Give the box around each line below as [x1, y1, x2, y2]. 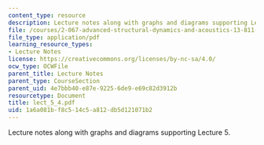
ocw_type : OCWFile [8, 63, 68, 71]
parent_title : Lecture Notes [8, 70, 104, 78]
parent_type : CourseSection [8, 77, 101, 85]
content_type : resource [8, 11, 86, 20]
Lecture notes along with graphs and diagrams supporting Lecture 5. [8, 128, 230, 137]
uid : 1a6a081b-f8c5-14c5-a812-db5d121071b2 [8, 107, 153, 114]
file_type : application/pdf [8, 33, 101, 42]
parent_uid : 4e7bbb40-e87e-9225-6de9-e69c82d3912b [8, 84, 178, 92]
